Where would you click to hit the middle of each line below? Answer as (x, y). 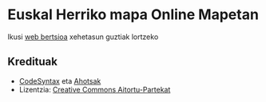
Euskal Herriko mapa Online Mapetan (133, 15)
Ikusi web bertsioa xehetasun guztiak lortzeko (83, 37)
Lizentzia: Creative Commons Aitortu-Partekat (95, 89)
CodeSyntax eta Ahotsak (60, 80)
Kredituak (32, 62)
